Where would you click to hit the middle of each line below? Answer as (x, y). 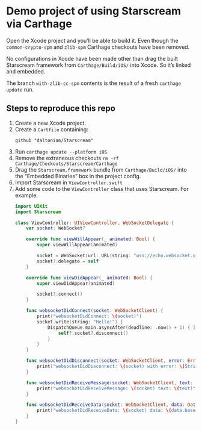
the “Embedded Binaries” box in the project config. (78, 176)
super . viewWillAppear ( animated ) (77, 245)
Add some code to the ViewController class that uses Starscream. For (102, 189)
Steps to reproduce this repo (61, 109)
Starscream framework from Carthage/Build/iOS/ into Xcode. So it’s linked (99, 65)
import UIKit (31, 206)
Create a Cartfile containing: (51, 129)
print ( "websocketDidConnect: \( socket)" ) (90, 316)
